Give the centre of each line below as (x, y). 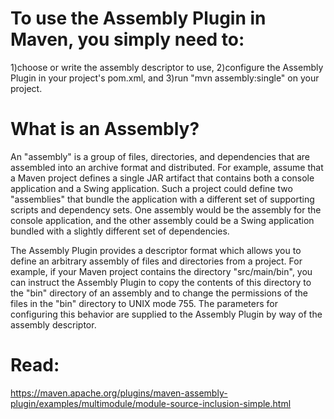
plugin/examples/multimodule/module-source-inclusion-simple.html (151, 403)
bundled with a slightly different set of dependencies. (120, 231)
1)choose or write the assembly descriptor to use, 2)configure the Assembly (167, 67)
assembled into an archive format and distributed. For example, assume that (167, 167)
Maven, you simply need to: (127, 39)
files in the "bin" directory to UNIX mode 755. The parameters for (144, 303)
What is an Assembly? (105, 129)
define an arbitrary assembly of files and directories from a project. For (156, 261)
